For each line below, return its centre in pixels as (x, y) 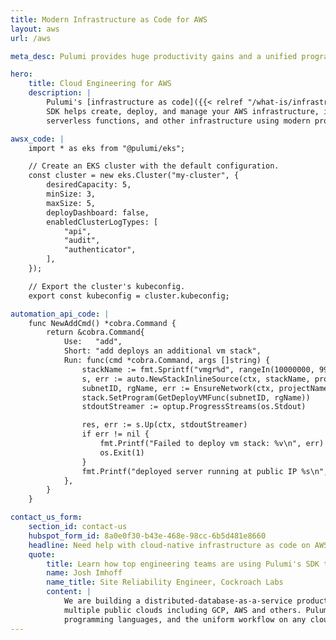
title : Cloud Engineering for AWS (100, 84)
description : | (60, 93)
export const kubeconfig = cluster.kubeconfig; (129, 296)
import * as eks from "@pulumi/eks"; (107, 148)
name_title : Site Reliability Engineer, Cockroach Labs (165, 582)
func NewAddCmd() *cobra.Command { (102, 323)
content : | (69, 592)
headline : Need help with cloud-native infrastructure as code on (169, 545)
